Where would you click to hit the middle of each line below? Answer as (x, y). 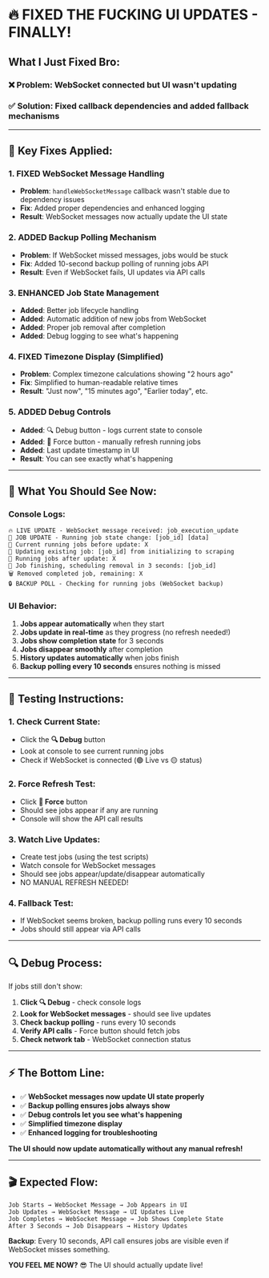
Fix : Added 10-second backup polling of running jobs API (114, 263)
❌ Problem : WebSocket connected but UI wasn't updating (123, 84)
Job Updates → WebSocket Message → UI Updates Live (96, 1212)
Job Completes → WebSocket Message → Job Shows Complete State (116, 1219)
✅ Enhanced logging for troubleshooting (88, 1132)
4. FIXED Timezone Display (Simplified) (86, 357)
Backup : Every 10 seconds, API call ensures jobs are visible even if (119, 1240)
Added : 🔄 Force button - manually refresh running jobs (110, 441)
